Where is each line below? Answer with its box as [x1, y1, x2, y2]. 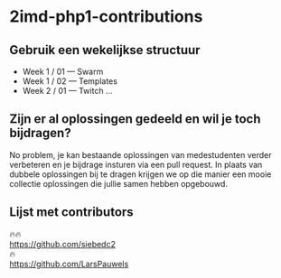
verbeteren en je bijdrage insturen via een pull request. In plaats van [9, 159, 263, 170]
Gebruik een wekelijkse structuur [9, 42, 201, 58]
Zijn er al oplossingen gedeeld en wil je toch [9, 111, 261, 127]
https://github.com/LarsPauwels [9, 258, 129, 269]
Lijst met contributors [9, 205, 134, 220]
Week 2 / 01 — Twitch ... [22, 86, 113, 96]
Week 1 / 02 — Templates [22, 76, 117, 87]
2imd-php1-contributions [9, 6, 203, 27]
